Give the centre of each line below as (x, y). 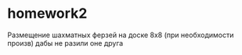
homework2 (47, 14)
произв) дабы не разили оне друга (65, 43)
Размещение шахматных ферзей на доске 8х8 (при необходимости (121, 35)
